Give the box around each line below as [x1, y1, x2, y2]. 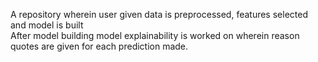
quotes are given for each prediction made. [10, 40, 189, 52]
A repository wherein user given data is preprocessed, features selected [10, 9, 308, 20]
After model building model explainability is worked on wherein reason [10, 30, 300, 41]
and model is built [10, 19, 84, 31]
